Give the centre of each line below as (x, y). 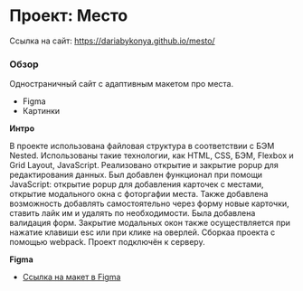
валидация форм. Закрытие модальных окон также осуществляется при (150, 223)
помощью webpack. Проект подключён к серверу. (107, 242)
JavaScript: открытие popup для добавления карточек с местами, (137, 184)
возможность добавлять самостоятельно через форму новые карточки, (149, 203)
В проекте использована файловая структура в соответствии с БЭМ (142, 146)
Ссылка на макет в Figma (71, 277)
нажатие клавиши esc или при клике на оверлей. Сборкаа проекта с (142, 232)
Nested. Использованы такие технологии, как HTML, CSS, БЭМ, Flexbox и (151, 155)
